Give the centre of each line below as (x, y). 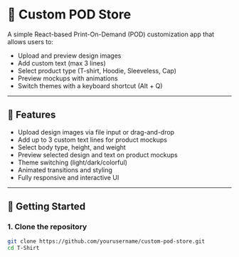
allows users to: (30, 41)
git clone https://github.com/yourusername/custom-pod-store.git (106, 241)
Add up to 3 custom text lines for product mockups (92, 140)
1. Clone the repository (47, 227)
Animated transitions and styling (65, 169)
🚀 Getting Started (47, 207)
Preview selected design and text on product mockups (97, 154)
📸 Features (32, 115)
